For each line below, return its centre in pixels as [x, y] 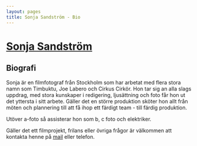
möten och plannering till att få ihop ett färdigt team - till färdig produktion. [97, 108]
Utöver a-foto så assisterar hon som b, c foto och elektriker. [79, 119]
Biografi [21, 68]
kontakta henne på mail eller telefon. [51, 137]
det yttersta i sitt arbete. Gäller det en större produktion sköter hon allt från [97, 101]
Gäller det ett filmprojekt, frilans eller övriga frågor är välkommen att [89, 130]
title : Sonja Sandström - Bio [43, 17]
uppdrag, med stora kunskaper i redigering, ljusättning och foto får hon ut [96, 95]
